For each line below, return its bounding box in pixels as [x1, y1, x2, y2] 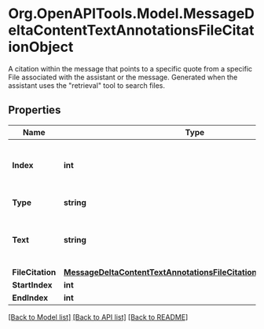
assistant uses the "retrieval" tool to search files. [8, 80, 166, 90]
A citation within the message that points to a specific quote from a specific [8, 64, 253, 73]
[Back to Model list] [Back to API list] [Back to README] [8, 312, 189, 322]
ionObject [8, 38, 74, 56]
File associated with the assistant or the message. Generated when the [8, 72, 238, 82]
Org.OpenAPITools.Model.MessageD [8, 5, 255, 23]
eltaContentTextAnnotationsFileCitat [8, 21, 255, 39]
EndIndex [12, 292, 49, 303]
